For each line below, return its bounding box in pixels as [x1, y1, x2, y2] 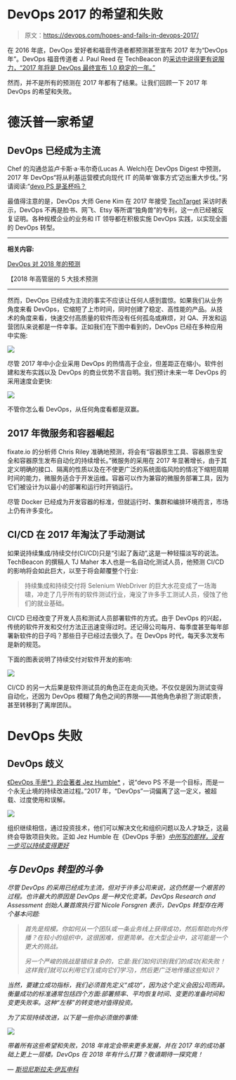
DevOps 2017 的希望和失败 [7, 6, 164, 22]
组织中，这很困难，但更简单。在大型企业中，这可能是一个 [61, 933, 228, 942]
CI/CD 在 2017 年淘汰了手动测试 [7, 529, 145, 541]
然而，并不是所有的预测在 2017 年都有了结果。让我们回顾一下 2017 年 [7, 78, 208, 86]
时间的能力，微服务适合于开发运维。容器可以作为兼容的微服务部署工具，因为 [7, 473, 229, 482]
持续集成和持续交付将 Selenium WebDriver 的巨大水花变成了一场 [24, 581, 211, 590]
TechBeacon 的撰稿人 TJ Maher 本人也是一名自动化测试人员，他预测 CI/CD [7, 558, 225, 566]
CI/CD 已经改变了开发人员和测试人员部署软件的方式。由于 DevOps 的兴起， [7, 614, 225, 622]
